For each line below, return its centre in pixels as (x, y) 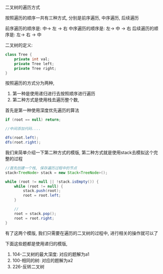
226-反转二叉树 (28, 267)
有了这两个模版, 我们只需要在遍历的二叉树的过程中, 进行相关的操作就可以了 (81, 233)
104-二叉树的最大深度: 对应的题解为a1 (51, 254)
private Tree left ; (34, 64)
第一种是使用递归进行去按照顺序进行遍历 (54, 94)
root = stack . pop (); (35, 213)
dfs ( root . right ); (23, 142)
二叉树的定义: (19, 45)
